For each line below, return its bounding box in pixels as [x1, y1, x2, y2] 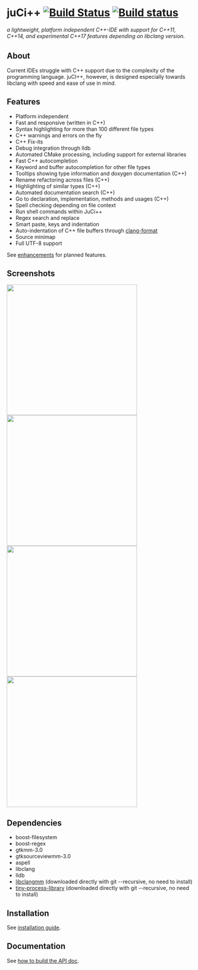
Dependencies [7, 818, 62, 828]
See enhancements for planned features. [7, 251, 107, 258]
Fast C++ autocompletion [15, 157, 78, 164]
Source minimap [15, 233, 56, 240]
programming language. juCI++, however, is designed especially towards [7, 73, 186, 80]
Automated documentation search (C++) [15, 189, 115, 196]
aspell [15, 859, 30, 866]
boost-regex [15, 840, 46, 848]
